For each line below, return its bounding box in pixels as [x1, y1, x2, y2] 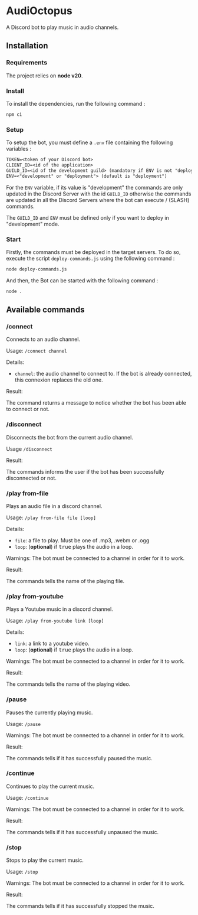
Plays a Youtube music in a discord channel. [6, 605, 113, 613]
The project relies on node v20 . [6, 72, 84, 79]
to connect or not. [6, 406, 50, 413]
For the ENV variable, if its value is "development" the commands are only [6, 184, 183, 191]
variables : [6, 145, 31, 152]
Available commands [6, 305, 85, 315]
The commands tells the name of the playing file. [6, 577, 125, 584]
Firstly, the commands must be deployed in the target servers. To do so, [6, 248, 181, 255]
